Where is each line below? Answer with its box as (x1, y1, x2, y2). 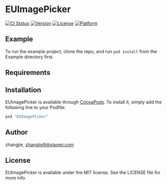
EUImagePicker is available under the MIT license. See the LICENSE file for (5, 169, 160, 175)
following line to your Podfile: (5, 104, 66, 110)
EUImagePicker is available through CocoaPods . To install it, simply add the (5, 99, 162, 105)
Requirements (5, 68, 50, 77)
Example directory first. (5, 54, 54, 60)
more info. (5, 175, 27, 181)
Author (5, 128, 28, 137)
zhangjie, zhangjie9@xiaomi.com (5, 142, 74, 148)
